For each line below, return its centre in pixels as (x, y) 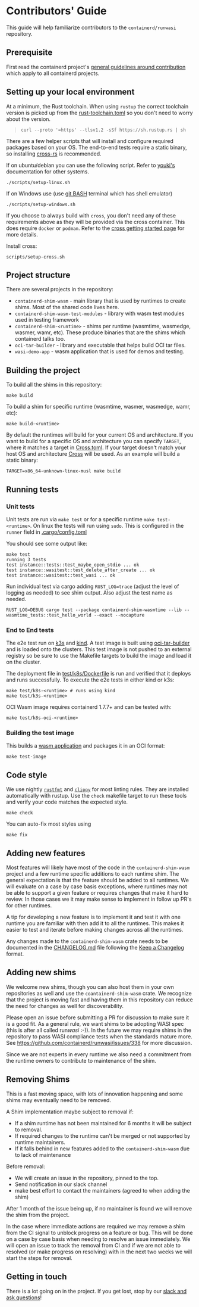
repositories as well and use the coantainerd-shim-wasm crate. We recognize (99, 993)
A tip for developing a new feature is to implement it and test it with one (94, 917)
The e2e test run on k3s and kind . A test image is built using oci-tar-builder (98, 643)
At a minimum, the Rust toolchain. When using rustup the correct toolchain (97, 106)
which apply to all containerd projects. (53, 73)
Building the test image (40, 733)
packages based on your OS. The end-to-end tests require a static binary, (97, 147)
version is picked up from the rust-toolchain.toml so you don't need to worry (99, 113)
